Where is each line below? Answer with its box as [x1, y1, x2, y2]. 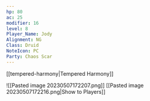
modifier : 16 [6, 20, 39, 26]
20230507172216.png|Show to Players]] [6, 88, 106, 95]
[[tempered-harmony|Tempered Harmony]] [6, 70, 114, 77]
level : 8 [6, 25, 28, 32]
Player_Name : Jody [6, 31, 52, 37]
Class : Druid [6, 43, 39, 49]
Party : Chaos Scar [6, 54, 52, 60]
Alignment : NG [6, 37, 42, 43]
